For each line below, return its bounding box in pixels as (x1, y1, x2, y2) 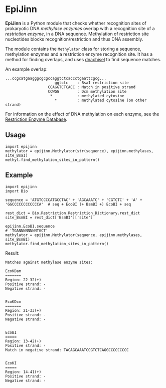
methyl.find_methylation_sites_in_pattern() (5, 157, 100, 162)
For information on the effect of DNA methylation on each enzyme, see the (5, 111, 159, 117)
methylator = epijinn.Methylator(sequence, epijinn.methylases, (5, 232, 142, 238)
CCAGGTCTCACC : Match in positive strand (48, 84, 136, 90)
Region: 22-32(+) (5, 277, 42, 282)
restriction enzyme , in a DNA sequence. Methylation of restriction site (5, 31, 149, 37)
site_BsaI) (5, 153, 28, 158)
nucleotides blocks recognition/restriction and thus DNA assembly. (5, 36, 143, 42)
